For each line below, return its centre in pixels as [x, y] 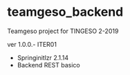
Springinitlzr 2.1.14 [43, 57]
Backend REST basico [49, 65]
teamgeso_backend [65, 12]
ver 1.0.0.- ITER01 [32, 44]
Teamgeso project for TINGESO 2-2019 [63, 31]
